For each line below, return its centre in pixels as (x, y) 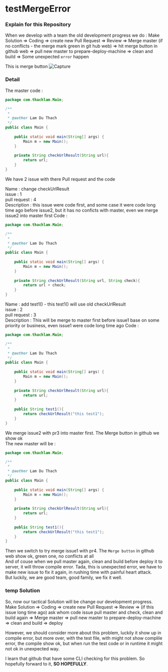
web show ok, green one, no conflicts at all (50, 556)
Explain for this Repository (38, 25)
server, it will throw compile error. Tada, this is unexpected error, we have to (83, 567)
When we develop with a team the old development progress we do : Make (82, 35)
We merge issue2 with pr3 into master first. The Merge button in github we (82, 433)
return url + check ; (45, 285)
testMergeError (38, 9)
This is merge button (27, 66)
